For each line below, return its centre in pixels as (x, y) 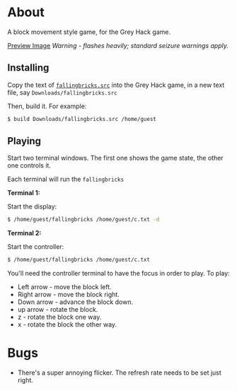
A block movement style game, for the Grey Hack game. (89, 32)
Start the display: (32, 206)
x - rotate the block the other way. (67, 325)
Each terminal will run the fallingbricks (66, 179)
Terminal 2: (24, 233)
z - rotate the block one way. (59, 317)
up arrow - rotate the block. (58, 310)
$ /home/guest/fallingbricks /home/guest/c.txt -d (83, 220)
